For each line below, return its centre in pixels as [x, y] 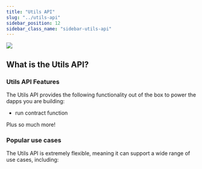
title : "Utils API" [31, 12]
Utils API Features [33, 81]
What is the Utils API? [48, 64]
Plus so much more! [31, 124]
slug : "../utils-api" [33, 18]
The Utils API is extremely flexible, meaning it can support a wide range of [98, 153]
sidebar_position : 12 [33, 23]
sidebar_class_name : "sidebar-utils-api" [59, 29]
